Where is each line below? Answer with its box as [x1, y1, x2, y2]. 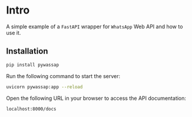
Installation [6, 46, 48, 56]
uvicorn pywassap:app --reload [6, 83, 83, 90]
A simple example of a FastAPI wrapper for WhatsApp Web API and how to [6, 23, 183, 30]
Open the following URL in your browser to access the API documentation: [6, 95, 187, 102]
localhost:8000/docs [6, 106, 57, 112]
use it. [6, 29, 21, 36]
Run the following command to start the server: [6, 72, 121, 79]
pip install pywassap [6, 62, 59, 68]
